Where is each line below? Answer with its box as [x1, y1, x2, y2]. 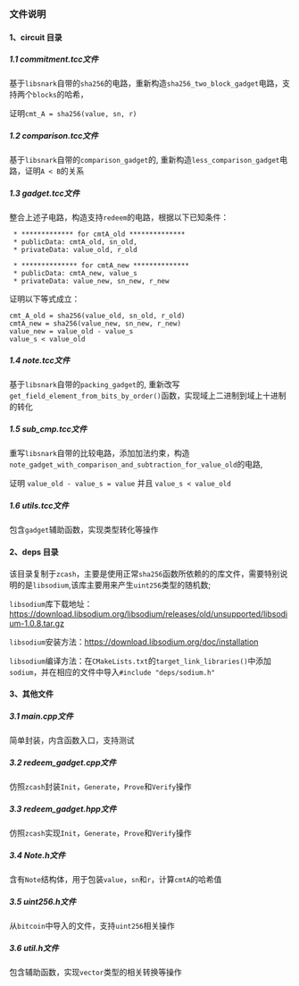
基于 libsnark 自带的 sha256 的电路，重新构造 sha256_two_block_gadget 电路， [9, 78, 283, 88]
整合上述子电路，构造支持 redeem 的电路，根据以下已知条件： [9, 212, 229, 223]
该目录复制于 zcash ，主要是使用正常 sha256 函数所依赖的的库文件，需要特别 [9, 568, 280, 578]
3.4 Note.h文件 [9, 849, 66, 860]
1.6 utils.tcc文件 [9, 500, 70, 510]
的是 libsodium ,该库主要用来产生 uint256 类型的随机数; [16, 579, 212, 590]
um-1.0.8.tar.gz [9, 618, 65, 628]
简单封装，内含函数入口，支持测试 [9, 735, 135, 746]
